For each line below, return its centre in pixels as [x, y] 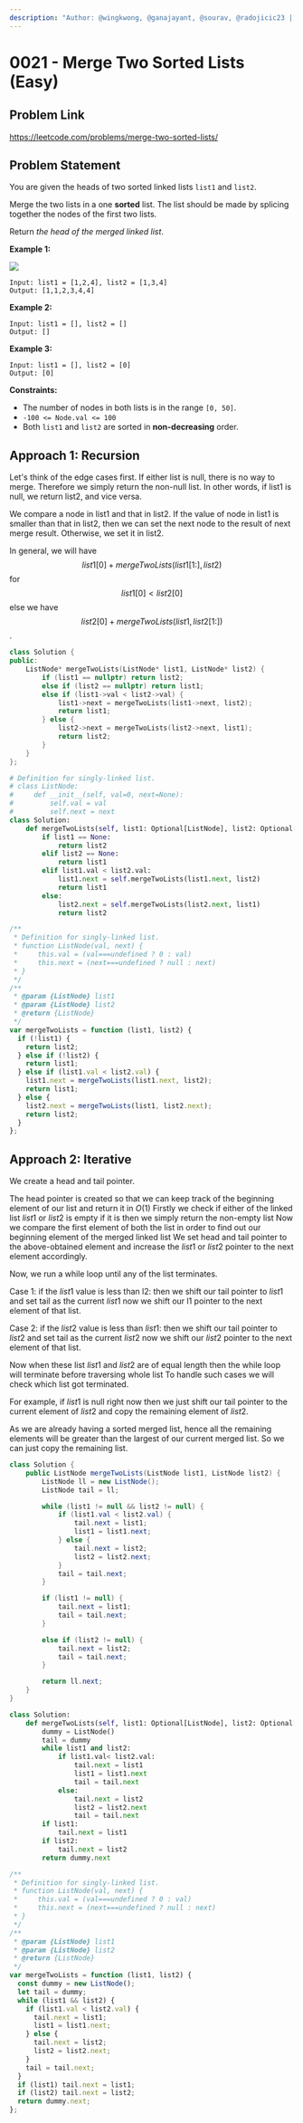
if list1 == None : [76, 837]
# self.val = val [58, 803]
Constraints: [33, 390]
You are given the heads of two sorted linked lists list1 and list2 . [133, 187]
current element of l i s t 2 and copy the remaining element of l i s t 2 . [129, 1411]
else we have [34, 607]
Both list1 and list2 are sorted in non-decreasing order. [130, 427]
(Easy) [34, 81]
